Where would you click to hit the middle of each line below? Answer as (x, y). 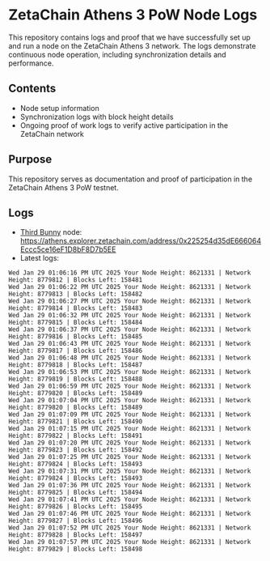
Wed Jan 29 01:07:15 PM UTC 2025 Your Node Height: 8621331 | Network (130, 429)
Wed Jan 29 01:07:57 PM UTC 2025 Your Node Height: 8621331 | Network (130, 542)
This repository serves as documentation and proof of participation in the (131, 179)
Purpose (30, 159)
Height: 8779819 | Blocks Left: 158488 (76, 379)
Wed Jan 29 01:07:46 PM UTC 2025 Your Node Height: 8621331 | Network (130, 514)
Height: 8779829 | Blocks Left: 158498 (76, 549)
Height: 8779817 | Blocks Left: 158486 (76, 351)
